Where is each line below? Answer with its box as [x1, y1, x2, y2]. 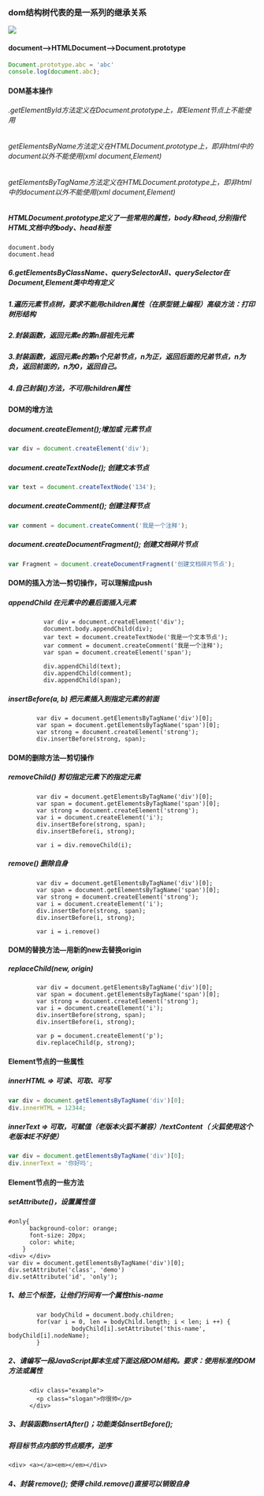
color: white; [28, 1238, 76, 1246]
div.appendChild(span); [43, 676, 122, 684]
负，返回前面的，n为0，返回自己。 [8, 362, 121, 371]
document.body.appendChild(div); [43, 625, 154, 633]
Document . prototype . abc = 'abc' [8, 61, 114, 69]
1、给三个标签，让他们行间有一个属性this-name [8, 1291, 164, 1300]
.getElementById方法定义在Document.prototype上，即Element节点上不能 [8, 105, 245, 115]
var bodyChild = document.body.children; [36, 1310, 175, 1319]
